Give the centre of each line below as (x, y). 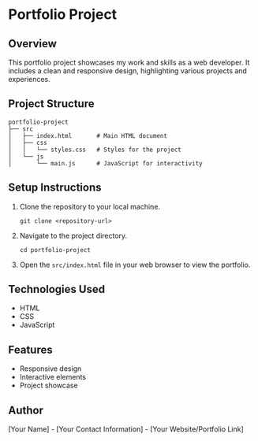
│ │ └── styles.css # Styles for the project (95, 150)
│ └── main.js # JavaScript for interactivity (105, 163)
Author (26, 410)
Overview (33, 44)
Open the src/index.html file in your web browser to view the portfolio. (135, 265)
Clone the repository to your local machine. (90, 206)
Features (30, 349)
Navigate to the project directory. (73, 235)
